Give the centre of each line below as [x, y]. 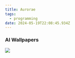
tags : [10, 14]
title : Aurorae [20, 9]
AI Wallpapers [22, 40]
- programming [23, 18]
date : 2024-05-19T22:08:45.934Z [37, 23]
